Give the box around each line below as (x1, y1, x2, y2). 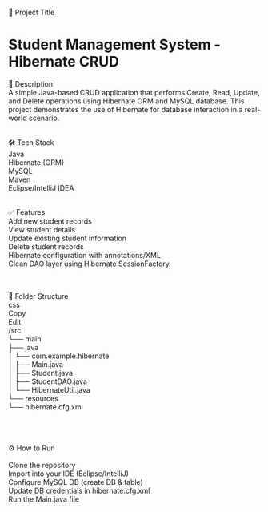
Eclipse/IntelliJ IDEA (8, 183, 74, 192)
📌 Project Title (8, 8, 55, 17)
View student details (8, 224, 76, 234)
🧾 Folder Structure (8, 291, 69, 300)
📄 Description (8, 79, 54, 88)
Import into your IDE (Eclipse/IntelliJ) (8, 469, 130, 478)
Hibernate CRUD (8, 53, 120, 71)
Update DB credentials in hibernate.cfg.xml (8, 486, 150, 495)
